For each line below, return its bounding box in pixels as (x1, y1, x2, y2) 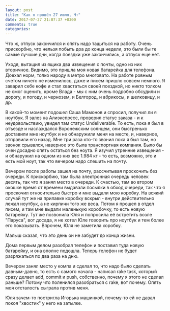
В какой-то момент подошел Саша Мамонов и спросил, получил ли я (5, 109, 157, 116)
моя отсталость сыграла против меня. (5, 285, 89, 291)
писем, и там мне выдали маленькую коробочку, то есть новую (5, 206, 145, 212)
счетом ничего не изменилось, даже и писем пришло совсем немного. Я (5, 78, 165, 84)
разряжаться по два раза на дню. (5, 253, 79, 259)
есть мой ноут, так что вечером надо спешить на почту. (5, 158, 127, 164)
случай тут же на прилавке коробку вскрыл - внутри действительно (5, 195, 154, 202)
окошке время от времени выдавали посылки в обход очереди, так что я (5, 185, 165, 191)
